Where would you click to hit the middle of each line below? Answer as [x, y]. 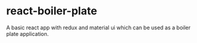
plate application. [28, 33]
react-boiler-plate [52, 11]
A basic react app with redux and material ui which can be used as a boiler [98, 27]
